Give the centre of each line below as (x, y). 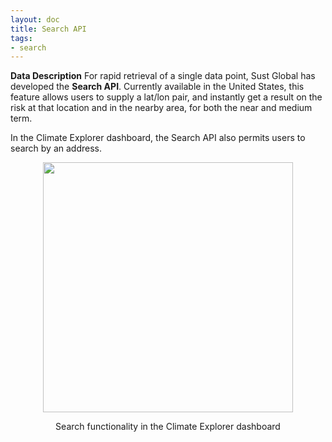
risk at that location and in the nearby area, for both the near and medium (161, 108)
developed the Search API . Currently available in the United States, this (157, 87)
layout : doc (35, 19)
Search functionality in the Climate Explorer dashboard (168, 427)
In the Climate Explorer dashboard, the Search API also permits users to (158, 138)
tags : (21, 38)
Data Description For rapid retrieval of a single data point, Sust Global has (163, 76)
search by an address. (56, 148)
